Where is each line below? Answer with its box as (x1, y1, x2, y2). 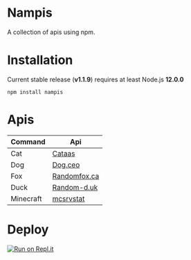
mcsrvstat (52, 193, 85, 203)
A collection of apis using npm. (7, 28, 95, 36)
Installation (7, 52, 73, 68)
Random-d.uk (52, 182, 98, 192)
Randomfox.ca (52, 171, 100, 181)
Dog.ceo (52, 160, 80, 170)
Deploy (7, 222, 49, 237)
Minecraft (10, 193, 42, 203)
